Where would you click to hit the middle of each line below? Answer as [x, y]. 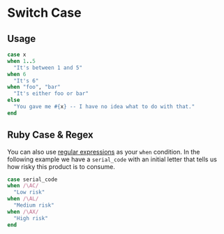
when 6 [17, 74]
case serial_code [32, 180]
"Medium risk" [34, 205]
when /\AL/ [23, 199]
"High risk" [31, 218]
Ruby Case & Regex [50, 135]
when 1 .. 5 [22, 61]
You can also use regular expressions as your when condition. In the [104, 152]
